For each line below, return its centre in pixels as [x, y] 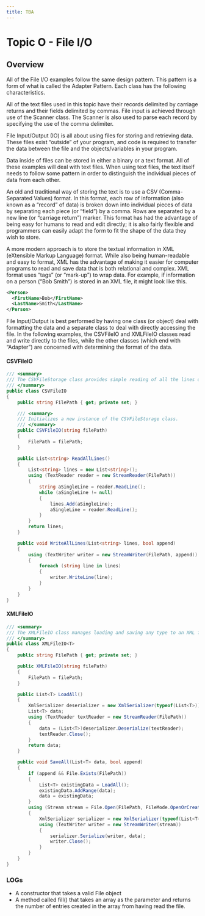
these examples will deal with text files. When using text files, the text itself [101, 167]
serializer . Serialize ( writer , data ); [98, 836]
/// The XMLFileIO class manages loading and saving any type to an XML [101, 633]
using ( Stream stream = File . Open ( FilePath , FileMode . [99, 808]
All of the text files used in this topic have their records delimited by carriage [102, 104]
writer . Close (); [70, 841]
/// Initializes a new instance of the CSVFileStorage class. [98, 419]
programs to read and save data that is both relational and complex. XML [98, 268]
